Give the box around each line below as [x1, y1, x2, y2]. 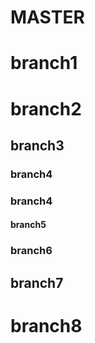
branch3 [10, 137, 65, 154]
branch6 [10, 244, 53, 258]
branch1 [10, 52, 78, 75]
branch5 [10, 219, 47, 231]
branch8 [10, 314, 83, 337]
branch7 [10, 274, 64, 291]
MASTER [10, 6, 85, 29]
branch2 [10, 97, 82, 120]
